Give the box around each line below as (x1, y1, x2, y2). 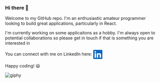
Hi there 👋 (5, 4, 29, 11)
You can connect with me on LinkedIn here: (5, 51, 92, 57)
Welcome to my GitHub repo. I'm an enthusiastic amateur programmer (5, 16, 146, 21)
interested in (5, 40, 30, 46)
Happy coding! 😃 (5, 63, 40, 69)
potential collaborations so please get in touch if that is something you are (5, 35, 154, 41)
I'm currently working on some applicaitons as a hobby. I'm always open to (5, 30, 156, 36)
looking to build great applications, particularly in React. (5, 20, 117, 26)
